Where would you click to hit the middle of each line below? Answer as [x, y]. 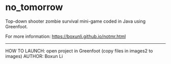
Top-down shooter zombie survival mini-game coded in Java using [76, 21]
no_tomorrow [34, 7]
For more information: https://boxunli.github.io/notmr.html [66, 36]
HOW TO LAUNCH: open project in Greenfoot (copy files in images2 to [79, 51]
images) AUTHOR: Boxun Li [34, 56]
